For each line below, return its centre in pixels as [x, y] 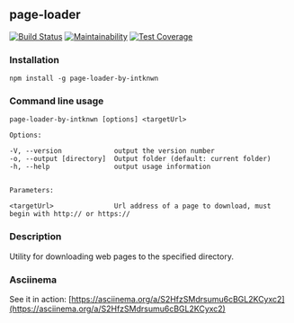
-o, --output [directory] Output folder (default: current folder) [140, 159]
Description [36, 237]
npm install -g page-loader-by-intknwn [84, 79]
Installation [35, 59]
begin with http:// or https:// [70, 214]
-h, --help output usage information [110, 167]
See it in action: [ [40, 299]
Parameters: [31, 191]
